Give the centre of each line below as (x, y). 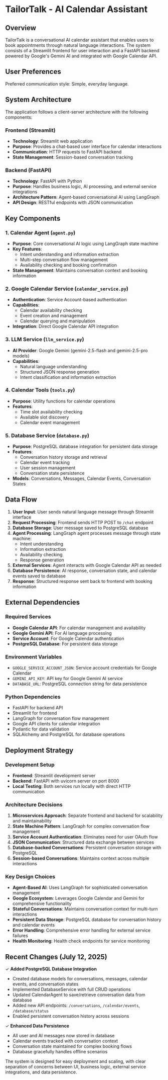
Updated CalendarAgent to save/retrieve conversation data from (79, 995)
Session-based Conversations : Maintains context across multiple (81, 858)
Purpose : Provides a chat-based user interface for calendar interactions (87, 146)
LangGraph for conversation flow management (61, 718)
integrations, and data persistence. (41, 1072)
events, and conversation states (45, 984)
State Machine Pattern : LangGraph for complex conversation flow (81, 826)
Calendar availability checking (51, 310)
